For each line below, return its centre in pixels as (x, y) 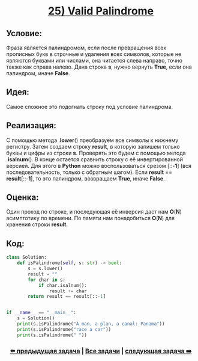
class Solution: (26, 258)
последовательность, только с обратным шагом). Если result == (89, 172)
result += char (68, 291)
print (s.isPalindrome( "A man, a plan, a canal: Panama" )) (91, 324)
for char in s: (47, 280)
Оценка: (22, 198)
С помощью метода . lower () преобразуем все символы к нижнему (92, 140)
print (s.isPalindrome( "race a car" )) (64, 329)
